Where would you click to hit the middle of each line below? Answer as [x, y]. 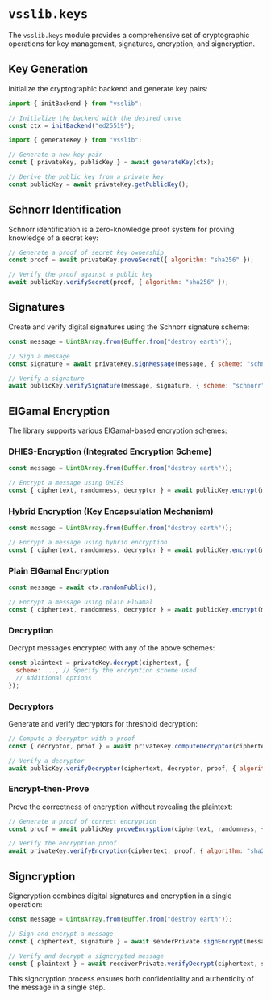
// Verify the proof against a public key [81, 275]
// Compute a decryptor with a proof [72, 739]
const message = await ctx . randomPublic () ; [83, 588]
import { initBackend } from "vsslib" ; [75, 104]
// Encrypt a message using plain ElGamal [81, 602]
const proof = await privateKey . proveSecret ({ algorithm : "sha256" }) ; [131, 260]
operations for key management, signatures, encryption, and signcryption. [132, 44]
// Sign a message [39, 356]
